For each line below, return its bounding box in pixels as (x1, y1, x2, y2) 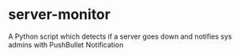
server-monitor (8, 6, 111, 24)
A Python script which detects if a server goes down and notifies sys (8, 32, 232, 41)
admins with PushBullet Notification (8, 39, 124, 49)
